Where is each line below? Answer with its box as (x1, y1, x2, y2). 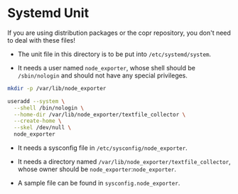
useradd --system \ (7, 97, 65, 104)
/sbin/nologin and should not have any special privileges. (17, 71, 188, 80)
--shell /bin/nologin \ (13, 104, 84, 112)
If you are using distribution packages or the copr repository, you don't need (7, 28, 231, 37)
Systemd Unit (7, 5, 90, 21)
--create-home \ (13, 117, 62, 125)
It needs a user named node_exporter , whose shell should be (17, 63, 195, 72)
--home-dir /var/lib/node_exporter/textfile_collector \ (13, 111, 186, 118)
